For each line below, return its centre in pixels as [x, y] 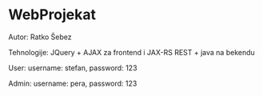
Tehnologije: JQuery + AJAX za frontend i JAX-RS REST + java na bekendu [132, 52]
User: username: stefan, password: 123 [73, 68]
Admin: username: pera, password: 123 [73, 83]
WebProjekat [52, 15]
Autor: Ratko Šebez [40, 37]
